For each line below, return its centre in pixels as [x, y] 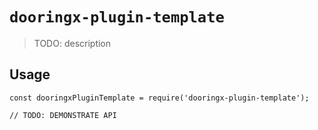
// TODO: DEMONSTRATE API [63, 115]
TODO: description [72, 43]
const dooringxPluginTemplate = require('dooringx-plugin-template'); [159, 98]
